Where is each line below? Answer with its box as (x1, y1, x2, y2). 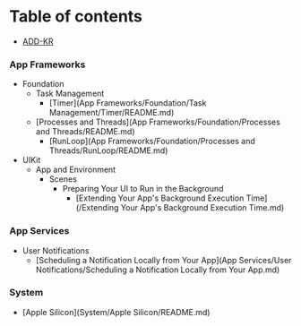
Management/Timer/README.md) (48, 107, 175, 118)
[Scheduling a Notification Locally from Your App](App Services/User (35, 254, 292, 265)
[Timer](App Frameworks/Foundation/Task (48, 98, 207, 108)
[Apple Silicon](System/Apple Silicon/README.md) (21, 306, 211, 317)
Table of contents (9, 6, 143, 27)
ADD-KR (21, 36, 54, 47)
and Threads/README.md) (35, 126, 135, 137)
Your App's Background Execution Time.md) (120, 202, 285, 213)
